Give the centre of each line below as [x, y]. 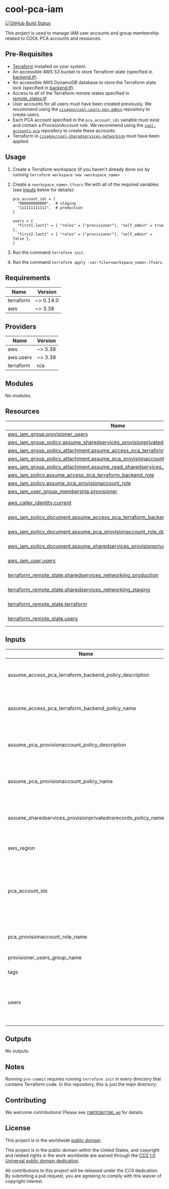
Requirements [28, 278]
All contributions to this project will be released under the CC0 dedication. [82, 1170]
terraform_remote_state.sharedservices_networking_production [83, 575]
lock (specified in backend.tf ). [44, 88]
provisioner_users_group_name [45, 957]
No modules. [18, 396]
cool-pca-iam [34, 9]
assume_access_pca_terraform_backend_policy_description [79, 675]
